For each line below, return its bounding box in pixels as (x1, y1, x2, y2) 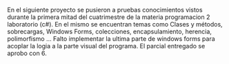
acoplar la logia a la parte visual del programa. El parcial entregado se (7, 42, 206, 50)
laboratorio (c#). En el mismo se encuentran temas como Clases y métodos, (7, 20, 223, 28)
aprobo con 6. (7, 49, 47, 57)
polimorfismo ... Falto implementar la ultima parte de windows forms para (7, 35, 215, 43)
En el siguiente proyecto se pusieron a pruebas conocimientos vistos (7, 6, 203, 14)
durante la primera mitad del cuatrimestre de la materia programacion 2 (7, 13, 210, 21)
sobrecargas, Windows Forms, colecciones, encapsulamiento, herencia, (7, 27, 212, 35)
